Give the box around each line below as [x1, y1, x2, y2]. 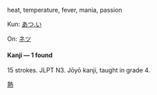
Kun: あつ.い [7, 20, 42, 28]
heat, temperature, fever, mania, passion [7, 6, 122, 14]
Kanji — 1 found [7, 51, 53, 59]
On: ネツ [7, 34, 31, 43]
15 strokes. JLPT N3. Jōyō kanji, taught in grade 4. [7, 66, 151, 74]
